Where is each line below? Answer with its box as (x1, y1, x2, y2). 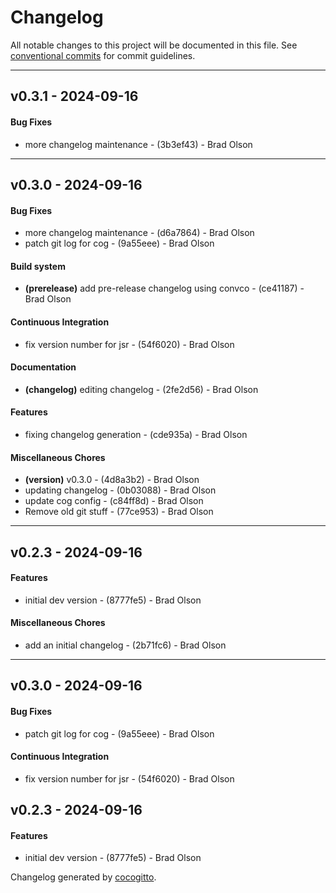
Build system (10, 260, 66, 272)
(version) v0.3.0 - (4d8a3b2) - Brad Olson (24, 474, 200, 486)
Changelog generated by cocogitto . (10, 871, 157, 883)
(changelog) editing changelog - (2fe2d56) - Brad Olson (24, 383, 259, 395)
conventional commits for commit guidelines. (10, 49, 196, 61)
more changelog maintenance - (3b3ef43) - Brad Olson (24, 138, 253, 150)
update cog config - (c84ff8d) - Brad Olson (24, 495, 204, 507)
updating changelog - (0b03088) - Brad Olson (24, 484, 217, 496)
